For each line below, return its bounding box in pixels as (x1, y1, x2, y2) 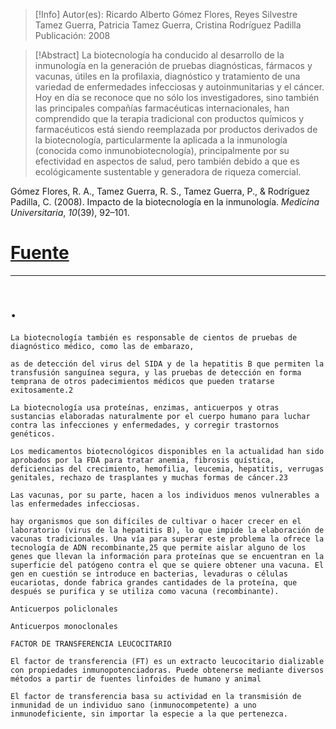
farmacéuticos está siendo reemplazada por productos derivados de (34, 124, 318, 135)
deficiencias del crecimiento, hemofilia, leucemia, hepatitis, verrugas (10, 464, 325, 474)
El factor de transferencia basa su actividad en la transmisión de (10, 691, 302, 701)
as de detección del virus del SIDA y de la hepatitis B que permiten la (10, 359, 325, 369)
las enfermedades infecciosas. (10, 499, 141, 509)
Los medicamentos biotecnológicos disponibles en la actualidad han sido (10, 446, 325, 456)
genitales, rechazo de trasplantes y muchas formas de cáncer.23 (10, 472, 288, 483)
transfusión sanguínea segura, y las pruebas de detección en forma (10, 367, 302, 378)
